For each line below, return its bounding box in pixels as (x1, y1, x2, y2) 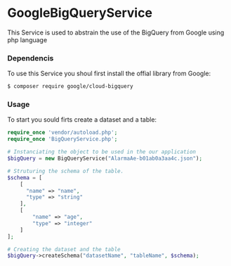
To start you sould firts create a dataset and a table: (7, 115, 157, 124)
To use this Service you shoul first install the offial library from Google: (7, 69, 211, 78)
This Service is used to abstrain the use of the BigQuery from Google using (7, 28, 225, 37)
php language (7, 35, 48, 44)
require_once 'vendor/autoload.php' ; (7, 129, 118, 137)
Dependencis (7, 53, 54, 63)
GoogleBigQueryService (7, 5, 153, 21)
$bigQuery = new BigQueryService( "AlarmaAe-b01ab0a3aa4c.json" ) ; (7, 155, 202, 163)
